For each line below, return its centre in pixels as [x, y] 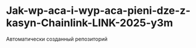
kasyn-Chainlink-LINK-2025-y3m [90, 23]
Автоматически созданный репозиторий [57, 39]
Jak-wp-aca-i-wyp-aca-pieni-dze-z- [98, 11]
